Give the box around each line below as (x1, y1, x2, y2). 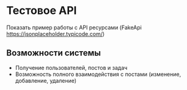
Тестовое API (6, 4, 77, 18)
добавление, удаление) (15, 77, 77, 84)
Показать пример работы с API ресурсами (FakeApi (6, 24, 142, 31)
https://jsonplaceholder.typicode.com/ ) (6, 30, 105, 37)
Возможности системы (6, 48, 101, 58)
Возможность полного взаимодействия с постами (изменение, (15, 71, 182, 78)
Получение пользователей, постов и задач (15, 64, 128, 71)
